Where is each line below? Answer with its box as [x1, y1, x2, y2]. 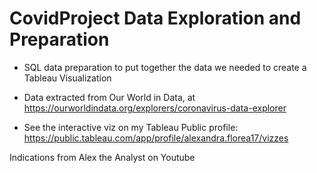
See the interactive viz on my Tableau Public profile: [23, 121, 239, 133]
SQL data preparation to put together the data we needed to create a [23, 61, 307, 73]
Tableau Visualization [23, 72, 112, 84]
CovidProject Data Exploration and [9, 7, 302, 30]
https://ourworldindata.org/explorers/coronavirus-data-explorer [23, 102, 287, 114]
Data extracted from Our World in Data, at [23, 91, 196, 103]
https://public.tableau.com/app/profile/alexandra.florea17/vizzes [23, 132, 289, 144]
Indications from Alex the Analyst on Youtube [9, 151, 196, 163]
